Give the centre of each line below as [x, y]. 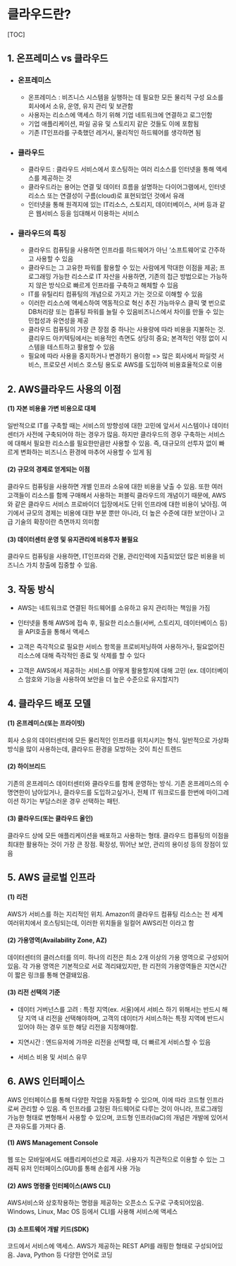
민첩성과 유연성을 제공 [58, 321]
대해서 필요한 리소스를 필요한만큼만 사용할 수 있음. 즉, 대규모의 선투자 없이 [116, 443]
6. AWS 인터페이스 [46, 1081]
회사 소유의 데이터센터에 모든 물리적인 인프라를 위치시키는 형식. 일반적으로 [109, 740]
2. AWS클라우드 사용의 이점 [64, 389]
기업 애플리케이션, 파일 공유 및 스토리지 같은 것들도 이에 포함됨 [113, 124]
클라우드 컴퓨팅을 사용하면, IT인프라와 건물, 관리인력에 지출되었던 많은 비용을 [113, 556]
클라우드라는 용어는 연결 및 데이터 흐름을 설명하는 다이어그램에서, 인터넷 [127, 186]
